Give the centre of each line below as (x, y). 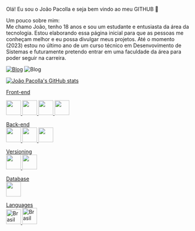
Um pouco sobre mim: (33, 20)
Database (18, 179)
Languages (20, 205)
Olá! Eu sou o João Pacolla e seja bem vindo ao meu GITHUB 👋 (82, 9)
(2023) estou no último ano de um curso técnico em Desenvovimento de (94, 45)
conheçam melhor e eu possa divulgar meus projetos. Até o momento (90, 39)
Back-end (18, 124)
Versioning (19, 152)
